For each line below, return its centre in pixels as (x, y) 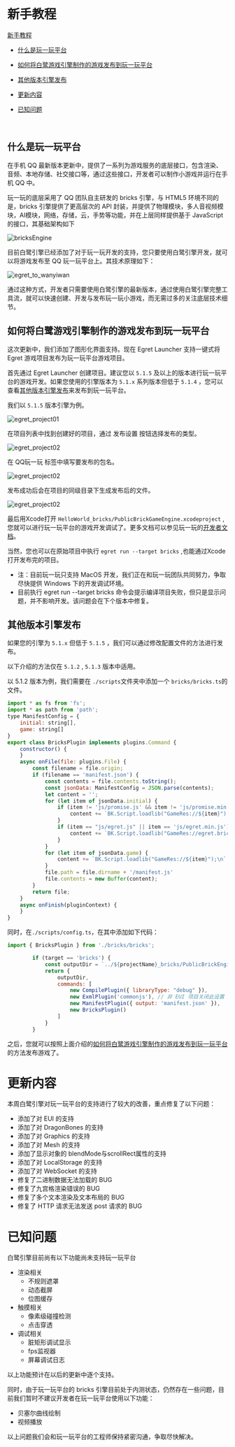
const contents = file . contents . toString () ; (111, 781)
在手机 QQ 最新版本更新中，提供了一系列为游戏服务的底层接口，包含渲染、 (115, 165)
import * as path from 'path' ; (53, 710)
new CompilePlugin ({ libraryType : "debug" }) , (139, 991)
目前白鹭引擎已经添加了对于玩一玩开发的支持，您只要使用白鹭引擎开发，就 (114, 252)
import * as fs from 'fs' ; (47, 703)
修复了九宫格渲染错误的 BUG (58, 1188)
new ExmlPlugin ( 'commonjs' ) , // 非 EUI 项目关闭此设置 (147, 997)
